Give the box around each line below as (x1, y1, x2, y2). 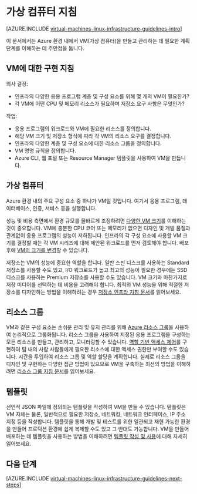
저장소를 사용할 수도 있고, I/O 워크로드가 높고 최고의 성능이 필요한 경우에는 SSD (6, 266, 188, 273)
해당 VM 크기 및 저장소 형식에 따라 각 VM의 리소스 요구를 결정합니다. (14, 132, 172, 139)
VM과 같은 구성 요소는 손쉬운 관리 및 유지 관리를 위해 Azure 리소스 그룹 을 (6, 324, 174, 331)
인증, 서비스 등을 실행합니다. (32, 204, 97, 211)
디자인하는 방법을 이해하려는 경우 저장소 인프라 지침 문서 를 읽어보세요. (21, 288, 182, 295)
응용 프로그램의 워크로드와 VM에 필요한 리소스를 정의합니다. (14, 125, 151, 132)
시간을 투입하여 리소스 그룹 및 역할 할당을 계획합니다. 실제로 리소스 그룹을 (18, 353, 186, 360)
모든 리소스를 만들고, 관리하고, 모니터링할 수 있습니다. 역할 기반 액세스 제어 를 (6, 338, 181, 345)
